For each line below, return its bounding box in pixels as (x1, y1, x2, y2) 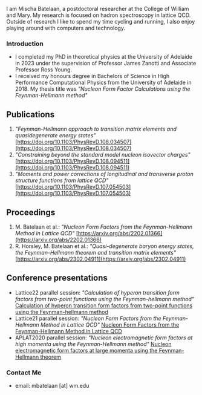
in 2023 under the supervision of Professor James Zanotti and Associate (15, 60, 197, 67)
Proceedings (6, 207, 56, 217)
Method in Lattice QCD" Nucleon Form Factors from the (40, 321, 180, 328)
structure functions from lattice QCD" (15, 177, 109, 184)
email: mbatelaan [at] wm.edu (15, 382, 90, 390)
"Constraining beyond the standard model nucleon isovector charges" (15, 151, 191, 158)
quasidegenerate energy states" (15, 132, 96, 139)
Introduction (6, 39, 44, 48)
